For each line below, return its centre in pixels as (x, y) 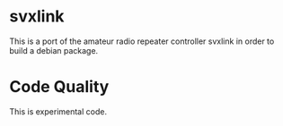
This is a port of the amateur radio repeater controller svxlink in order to (142, 41)
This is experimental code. (58, 111)
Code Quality (59, 87)
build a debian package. (54, 50)
